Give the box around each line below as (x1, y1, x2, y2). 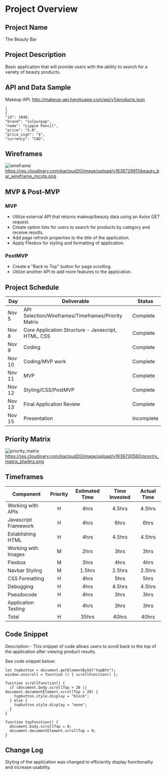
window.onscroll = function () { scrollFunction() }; (5, 672, 119, 677)
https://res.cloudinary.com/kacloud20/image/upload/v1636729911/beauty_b (5, 168, 160, 174)
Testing (7, 605, 25, 612)
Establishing (7, 530, 36, 537)
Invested (109, 494, 131, 501)
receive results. (12, 229, 44, 235)
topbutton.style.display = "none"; (14, 702, 87, 707)
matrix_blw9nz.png (5, 458, 44, 464)
